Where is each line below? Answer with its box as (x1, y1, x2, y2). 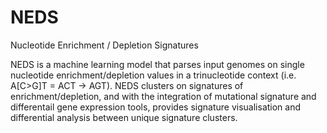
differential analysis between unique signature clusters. (10, 111, 238, 123)
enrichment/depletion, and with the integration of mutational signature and (10, 90, 317, 102)
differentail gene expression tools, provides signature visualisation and (10, 101, 302, 113)
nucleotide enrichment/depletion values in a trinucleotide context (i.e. (10, 69, 297, 81)
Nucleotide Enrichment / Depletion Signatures (10, 39, 199, 51)
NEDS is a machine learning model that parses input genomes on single (10, 58, 305, 70)
